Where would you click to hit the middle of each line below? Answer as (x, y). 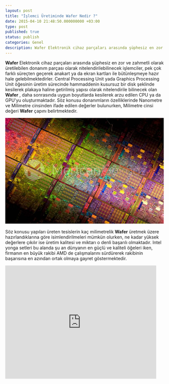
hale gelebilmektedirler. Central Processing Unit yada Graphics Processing (82, 79)
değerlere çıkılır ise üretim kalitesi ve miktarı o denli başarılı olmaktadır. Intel (83, 242)
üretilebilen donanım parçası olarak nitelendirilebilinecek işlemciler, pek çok (83, 68)
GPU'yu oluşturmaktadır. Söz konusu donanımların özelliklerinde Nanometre (84, 100)
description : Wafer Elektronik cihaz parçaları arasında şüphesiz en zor (84, 48)
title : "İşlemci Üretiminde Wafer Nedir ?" (52, 16)
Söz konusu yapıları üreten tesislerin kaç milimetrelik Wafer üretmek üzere (82, 232)
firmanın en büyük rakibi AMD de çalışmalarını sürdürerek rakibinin (74, 253)
